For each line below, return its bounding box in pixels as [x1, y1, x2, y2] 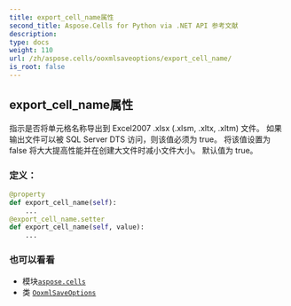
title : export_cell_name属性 [9, 12, 114, 22]
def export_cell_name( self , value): [9, 223, 145, 231]
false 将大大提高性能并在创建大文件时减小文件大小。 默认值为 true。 [9, 145, 258, 155]
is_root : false [9, 63, 66, 72]
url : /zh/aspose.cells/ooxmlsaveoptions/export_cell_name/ [9, 54, 232, 63]
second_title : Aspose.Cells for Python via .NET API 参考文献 [9, 21, 239, 30]
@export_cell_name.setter [9, 215, 105, 224]
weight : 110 [9, 46, 53, 55]
